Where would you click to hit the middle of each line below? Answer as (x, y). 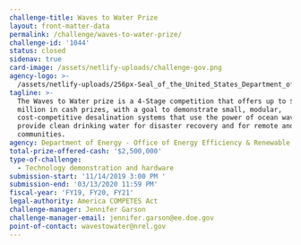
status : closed (38, 51)
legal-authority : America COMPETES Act (84, 201)
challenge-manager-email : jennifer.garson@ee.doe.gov (112, 218)
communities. (42, 135)
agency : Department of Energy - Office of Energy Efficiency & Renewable (150, 143)
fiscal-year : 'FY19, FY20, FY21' (72, 193)
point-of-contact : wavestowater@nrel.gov (88, 226)
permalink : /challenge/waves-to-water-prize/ (95, 34)
